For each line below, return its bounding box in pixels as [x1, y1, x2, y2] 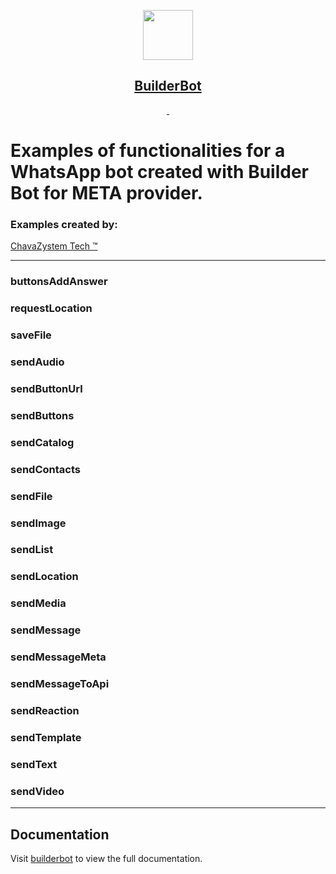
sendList [10, 543, 54, 557]
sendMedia [10, 596, 67, 610]
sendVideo [10, 784, 65, 798]
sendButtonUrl [10, 381, 83, 395]
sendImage [10, 516, 67, 530]
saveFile [10, 328, 52, 342]
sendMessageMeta [10, 650, 107, 664]
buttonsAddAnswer [10, 275, 108, 289]
